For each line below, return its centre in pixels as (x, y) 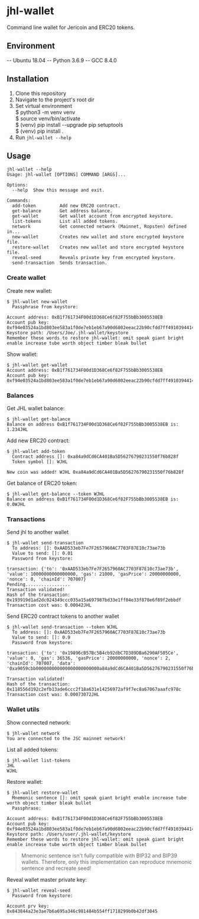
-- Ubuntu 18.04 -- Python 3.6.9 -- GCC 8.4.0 (62, 60)
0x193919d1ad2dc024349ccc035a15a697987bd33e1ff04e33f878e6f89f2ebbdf (94, 600)
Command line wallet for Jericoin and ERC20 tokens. (71, 27)
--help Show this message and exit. (58, 190)
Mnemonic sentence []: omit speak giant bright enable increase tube (99, 798)
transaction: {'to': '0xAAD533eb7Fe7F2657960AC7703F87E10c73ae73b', (93, 569)
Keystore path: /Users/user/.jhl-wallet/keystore (69, 834)
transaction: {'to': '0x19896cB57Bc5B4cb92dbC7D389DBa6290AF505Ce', (93, 653)
